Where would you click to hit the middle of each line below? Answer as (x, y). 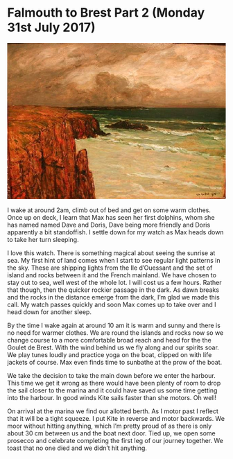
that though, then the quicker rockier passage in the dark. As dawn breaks (113, 290)
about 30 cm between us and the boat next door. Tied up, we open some (112, 433)
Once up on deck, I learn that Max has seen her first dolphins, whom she (111, 217)
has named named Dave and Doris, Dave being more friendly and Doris (109, 225)
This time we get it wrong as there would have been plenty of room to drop (114, 383)
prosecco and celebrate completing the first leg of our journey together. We (115, 440)
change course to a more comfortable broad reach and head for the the (109, 340)
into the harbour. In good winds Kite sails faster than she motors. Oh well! (112, 397)
